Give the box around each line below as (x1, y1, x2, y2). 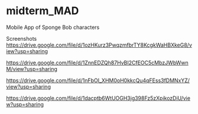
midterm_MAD (6, 4, 79, 18)
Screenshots (6, 35, 37, 42)
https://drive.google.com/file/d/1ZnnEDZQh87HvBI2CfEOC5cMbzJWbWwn (6, 59, 189, 66)
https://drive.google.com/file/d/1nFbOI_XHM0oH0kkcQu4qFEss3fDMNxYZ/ (6, 77, 190, 84)
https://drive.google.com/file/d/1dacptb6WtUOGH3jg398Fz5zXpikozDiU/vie (6, 95, 191, 102)
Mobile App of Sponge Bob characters (6, 24, 100, 31)
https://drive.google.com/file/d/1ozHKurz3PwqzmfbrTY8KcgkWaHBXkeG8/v (6, 41, 192, 48)
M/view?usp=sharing (6, 65, 58, 72)
